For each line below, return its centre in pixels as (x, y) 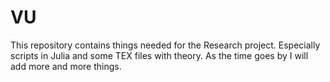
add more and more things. (66, 66)
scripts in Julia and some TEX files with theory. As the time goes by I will (159, 55)
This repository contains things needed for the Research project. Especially (165, 45)
